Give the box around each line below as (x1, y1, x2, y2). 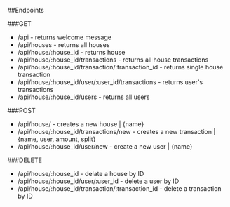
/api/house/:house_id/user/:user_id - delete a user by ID (17, 177, 180, 185)
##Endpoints (7, 6, 44, 14)
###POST (7, 107, 36, 114)
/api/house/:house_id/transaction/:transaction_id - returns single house (17, 63, 224, 71)
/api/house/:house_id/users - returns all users (17, 93, 150, 101)
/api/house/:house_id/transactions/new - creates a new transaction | (17, 128, 216, 135)
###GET (7, 20, 32, 27)
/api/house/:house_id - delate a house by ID (17, 170, 144, 178)
